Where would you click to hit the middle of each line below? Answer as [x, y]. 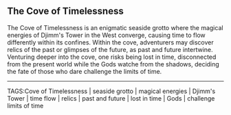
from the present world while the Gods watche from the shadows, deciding [113, 64]
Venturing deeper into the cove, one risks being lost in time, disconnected [112, 57]
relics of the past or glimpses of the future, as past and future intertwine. [110, 49]
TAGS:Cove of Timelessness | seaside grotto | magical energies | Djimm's [111, 91]
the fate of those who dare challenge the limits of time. [85, 71]
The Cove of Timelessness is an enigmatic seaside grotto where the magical [115, 27]
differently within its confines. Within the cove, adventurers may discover [111, 42]
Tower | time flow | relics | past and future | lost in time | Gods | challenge [111, 98]
